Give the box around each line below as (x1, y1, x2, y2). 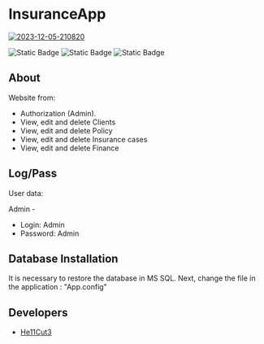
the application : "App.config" (8, 282, 107, 292)
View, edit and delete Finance (19, 143, 119, 153)
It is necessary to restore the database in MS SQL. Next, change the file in (8, 273, 256, 283)
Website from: (8, 93, 56, 102)
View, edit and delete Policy (19, 125, 113, 135)
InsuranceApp (8, 5, 106, 24)
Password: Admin (19, 229, 80, 238)
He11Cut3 (19, 327, 53, 337)
